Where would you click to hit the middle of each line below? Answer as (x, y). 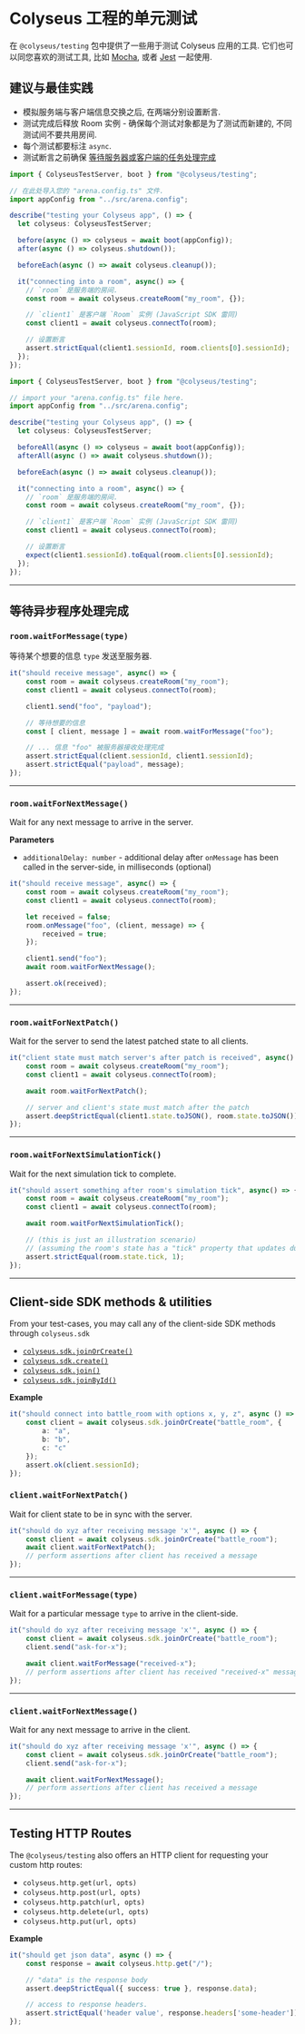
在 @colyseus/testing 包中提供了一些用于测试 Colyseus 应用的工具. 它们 (144, 45)
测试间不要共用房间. (59, 134)
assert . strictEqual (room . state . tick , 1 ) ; (105, 1257)
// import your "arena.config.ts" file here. (97, 398)
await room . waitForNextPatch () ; (87, 1091)
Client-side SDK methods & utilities (111, 1302)
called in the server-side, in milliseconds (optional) (117, 867)
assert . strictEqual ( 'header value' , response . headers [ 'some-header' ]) (162, 2013)
